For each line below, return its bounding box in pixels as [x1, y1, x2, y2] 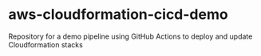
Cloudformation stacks [8, 39, 84, 49]
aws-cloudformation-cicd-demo [8, 6, 229, 24]
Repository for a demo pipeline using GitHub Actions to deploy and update [8, 32, 253, 41]
